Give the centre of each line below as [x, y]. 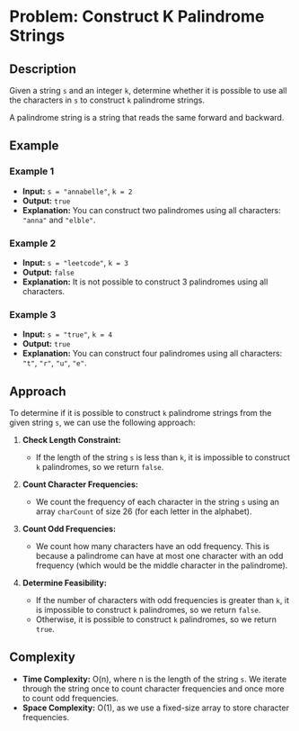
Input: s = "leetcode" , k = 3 [75, 262]
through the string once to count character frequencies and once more [153, 688]
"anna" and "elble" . [59, 220]
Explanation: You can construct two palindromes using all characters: [151, 210]
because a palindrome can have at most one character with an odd [159, 556]
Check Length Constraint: [71, 440]
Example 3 [33, 314]
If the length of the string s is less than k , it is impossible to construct [163, 457]
